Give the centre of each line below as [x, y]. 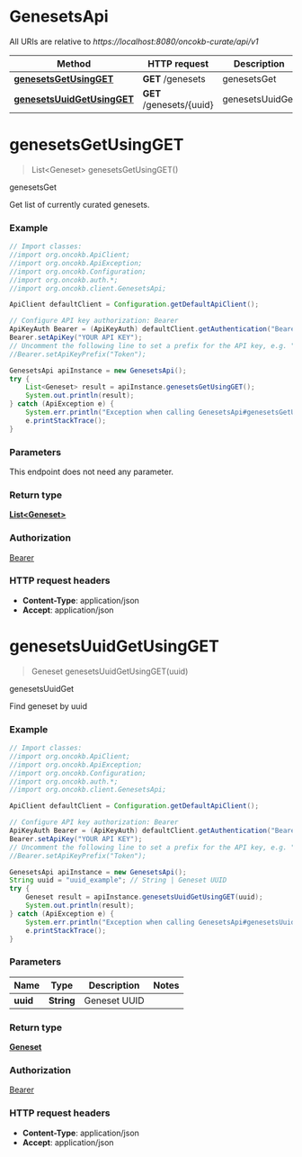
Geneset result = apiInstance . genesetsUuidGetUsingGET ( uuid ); [144, 897]
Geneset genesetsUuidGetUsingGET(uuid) [110, 671]
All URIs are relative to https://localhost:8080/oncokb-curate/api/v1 [134, 41]
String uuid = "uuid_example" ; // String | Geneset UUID [118, 880]
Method [74, 63]
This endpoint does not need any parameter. [91, 471]
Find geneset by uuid [49, 706]
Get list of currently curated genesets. [80, 204]
